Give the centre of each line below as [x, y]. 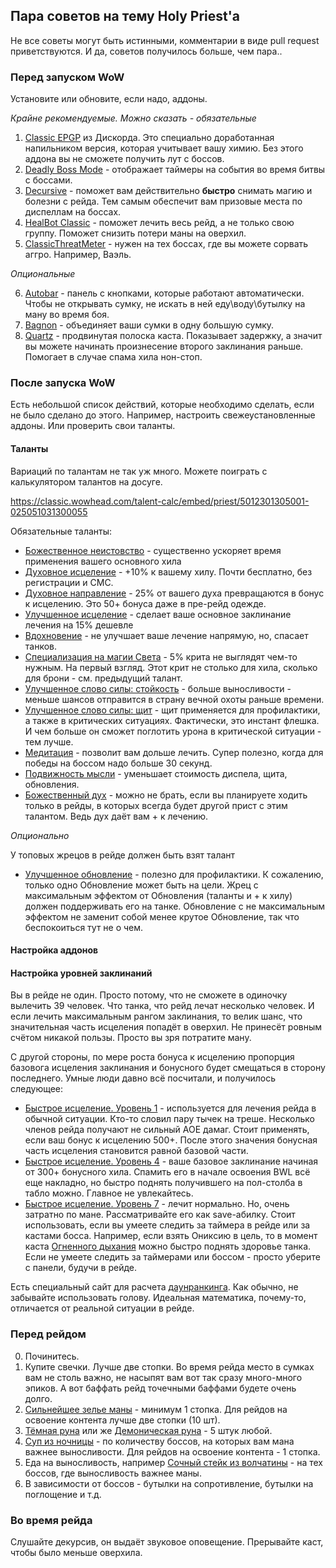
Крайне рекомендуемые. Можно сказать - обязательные [133, 118]
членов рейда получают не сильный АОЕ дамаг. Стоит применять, [167, 1130]
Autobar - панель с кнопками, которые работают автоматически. [164, 293]
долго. [38, 1398]
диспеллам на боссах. [73, 212]
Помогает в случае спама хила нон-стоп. [113, 357]
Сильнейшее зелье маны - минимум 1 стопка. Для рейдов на [156, 1409]
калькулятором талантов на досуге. [86, 481]
